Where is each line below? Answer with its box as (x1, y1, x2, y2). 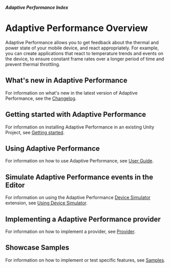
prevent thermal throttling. (5, 61, 60, 67)
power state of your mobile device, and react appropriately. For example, (5, 45, 159, 51)
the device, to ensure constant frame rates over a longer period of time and (5, 56, 164, 62)
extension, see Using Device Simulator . (5, 200, 88, 206)
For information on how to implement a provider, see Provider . (5, 228, 136, 235)
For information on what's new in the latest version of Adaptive (5, 90, 138, 96)
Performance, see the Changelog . (5, 95, 77, 101)
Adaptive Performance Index (5, 5, 68, 10)
